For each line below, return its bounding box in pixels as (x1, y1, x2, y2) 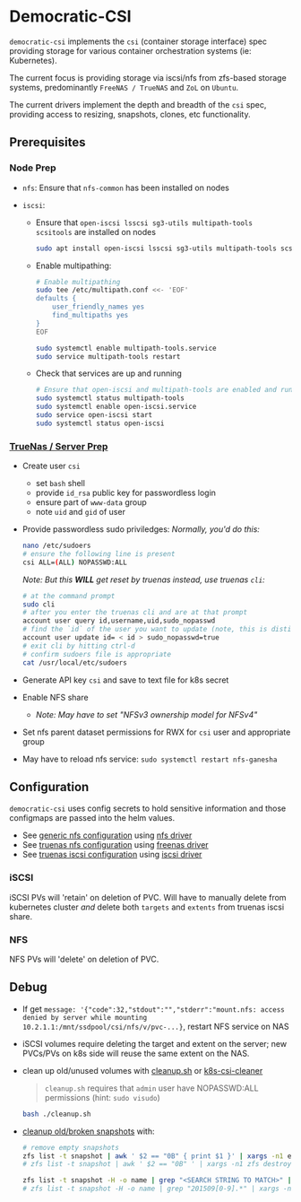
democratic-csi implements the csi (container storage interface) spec (9, 36, 267, 47)
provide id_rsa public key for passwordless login (35, 487, 217, 499)
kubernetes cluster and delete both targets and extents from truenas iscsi (9, 901, 285, 912)
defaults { (35, 294, 77, 303)
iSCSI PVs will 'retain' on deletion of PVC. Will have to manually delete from (9, 892, 287, 902)
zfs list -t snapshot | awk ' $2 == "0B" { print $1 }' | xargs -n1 (21, 1151, 284, 1161)
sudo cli (21, 599, 56, 609)
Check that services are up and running (35, 368, 182, 379)
